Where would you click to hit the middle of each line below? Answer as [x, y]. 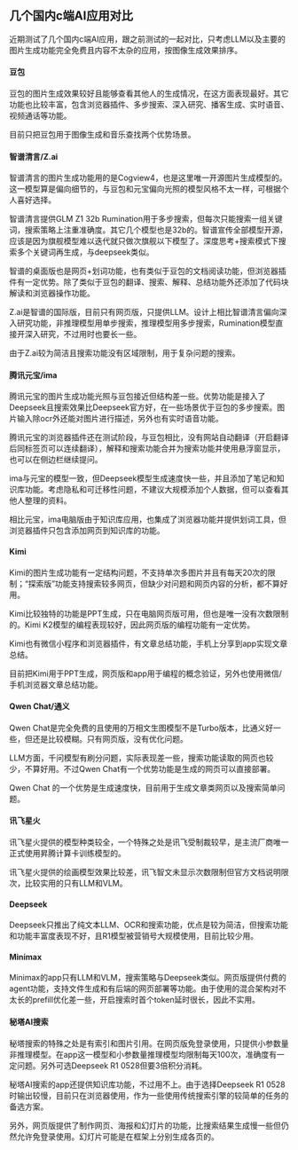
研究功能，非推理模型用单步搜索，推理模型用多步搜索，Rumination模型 [146, 323]
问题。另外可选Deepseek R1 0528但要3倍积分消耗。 [111, 1065]
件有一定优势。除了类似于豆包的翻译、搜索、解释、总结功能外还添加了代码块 [149, 282]
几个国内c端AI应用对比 [71, 16]
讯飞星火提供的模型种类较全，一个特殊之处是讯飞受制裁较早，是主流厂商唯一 [149, 842]
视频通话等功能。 [40, 116]
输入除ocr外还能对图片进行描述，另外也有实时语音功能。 [120, 419]
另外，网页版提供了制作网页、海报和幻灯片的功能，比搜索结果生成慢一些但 [145, 1125]
